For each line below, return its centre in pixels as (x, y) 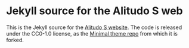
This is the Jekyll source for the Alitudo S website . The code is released (94, 27)
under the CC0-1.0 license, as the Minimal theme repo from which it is (92, 33)
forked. (15, 40)
